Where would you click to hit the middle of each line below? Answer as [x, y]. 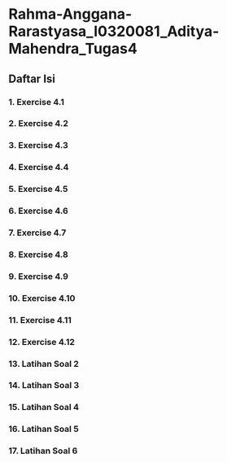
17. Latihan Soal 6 [43, 451]
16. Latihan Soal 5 [44, 429]
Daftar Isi [32, 78]
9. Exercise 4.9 [39, 276]
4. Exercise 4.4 [39, 168]
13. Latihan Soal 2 [44, 364]
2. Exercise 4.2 [39, 124]
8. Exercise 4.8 [39, 255]
